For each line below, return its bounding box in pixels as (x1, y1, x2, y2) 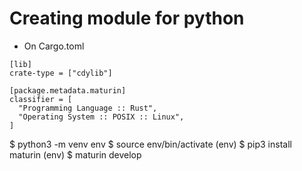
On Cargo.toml (23, 40, 85, 52)
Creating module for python (9, 7, 245, 30)
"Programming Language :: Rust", (18, 103, 158, 113)
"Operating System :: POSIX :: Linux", (18, 112, 185, 122)
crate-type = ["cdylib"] (9, 68, 113, 78)
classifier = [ (9, 94, 73, 104)
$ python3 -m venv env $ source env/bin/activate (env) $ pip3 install (9, 138, 292, 150)
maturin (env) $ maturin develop (9, 148, 142, 161)
